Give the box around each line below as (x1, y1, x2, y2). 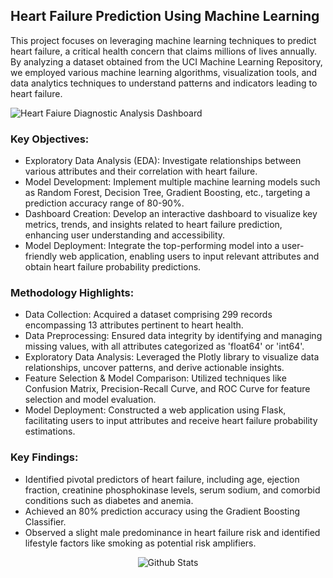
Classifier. (24, 515, 67, 528)
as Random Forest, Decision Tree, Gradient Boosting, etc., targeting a (24, 187, 311, 199)
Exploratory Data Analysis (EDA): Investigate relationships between (24, 155, 302, 167)
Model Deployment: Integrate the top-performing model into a (24, 240, 280, 252)
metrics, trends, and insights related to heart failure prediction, (24, 219, 283, 231)
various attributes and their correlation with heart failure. (24, 165, 258, 178)
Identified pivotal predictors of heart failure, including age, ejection (24, 473, 300, 485)
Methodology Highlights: (10, 286, 135, 300)
